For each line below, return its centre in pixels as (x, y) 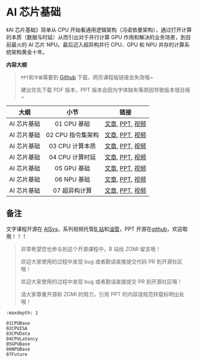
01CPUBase (18, 323)
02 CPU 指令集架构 (72, 135)
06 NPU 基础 (72, 179)
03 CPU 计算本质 (72, 146)
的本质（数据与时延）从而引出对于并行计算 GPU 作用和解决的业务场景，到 (96, 37)
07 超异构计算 (72, 190)
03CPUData (18, 334)
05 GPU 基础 (72, 168)
